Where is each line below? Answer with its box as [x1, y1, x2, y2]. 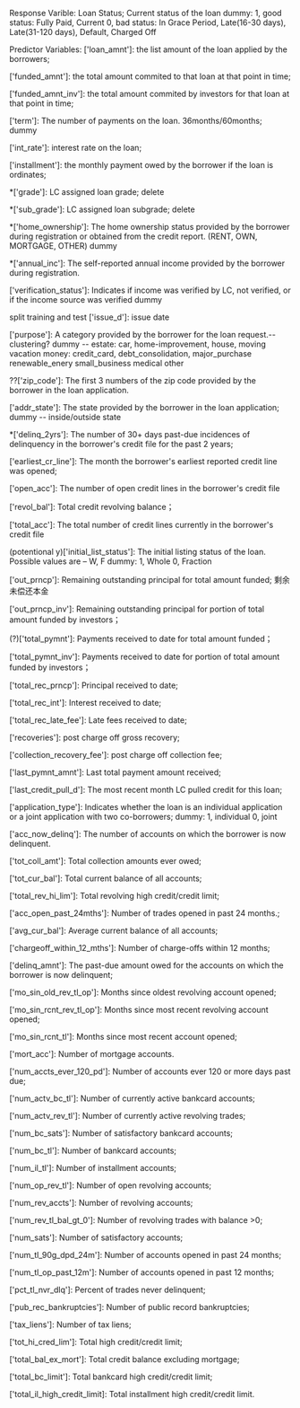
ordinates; [9, 170, 47, 180]
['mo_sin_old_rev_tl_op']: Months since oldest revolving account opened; [9, 987, 277, 998]
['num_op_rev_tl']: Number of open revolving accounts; [9, 1180, 212, 1191]
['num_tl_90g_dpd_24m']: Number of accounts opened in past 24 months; [9, 1250, 282, 1260]
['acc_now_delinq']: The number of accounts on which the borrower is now [9, 829, 287, 839]
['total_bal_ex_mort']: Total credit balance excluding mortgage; [9, 1354, 240, 1364]
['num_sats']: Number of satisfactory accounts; [9, 1232, 184, 1243]
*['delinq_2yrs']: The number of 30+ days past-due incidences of [9, 429, 251, 439]
